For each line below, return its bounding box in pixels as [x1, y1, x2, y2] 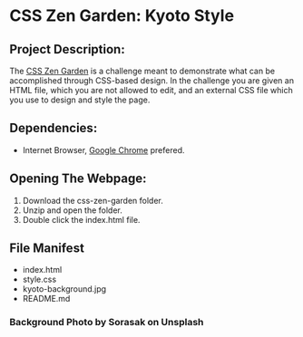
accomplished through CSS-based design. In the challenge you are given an [9, 75, 295, 86]
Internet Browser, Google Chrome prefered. [22, 144, 185, 155]
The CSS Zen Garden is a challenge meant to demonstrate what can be [9, 65, 275, 76]
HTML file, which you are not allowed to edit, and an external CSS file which [9, 85, 293, 95]
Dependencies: [9, 120, 98, 136]
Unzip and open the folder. [22, 205, 122, 216]
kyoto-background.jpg [22, 284, 107, 294]
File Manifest [9, 241, 84, 256]
